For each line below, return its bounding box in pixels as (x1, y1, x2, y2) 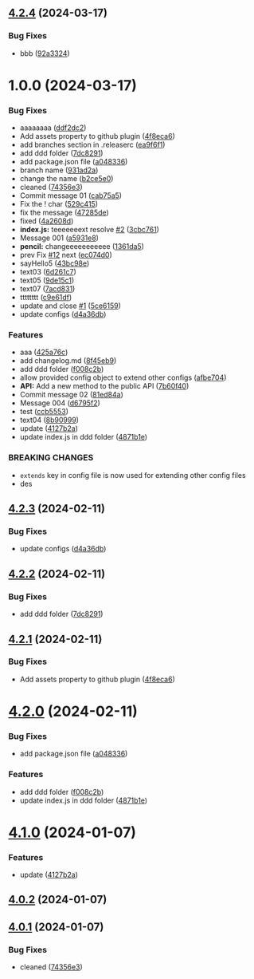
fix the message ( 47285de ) (19, 207, 109, 218)
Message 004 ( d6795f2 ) (19, 398, 101, 408)
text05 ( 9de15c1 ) (19, 275, 75, 286)
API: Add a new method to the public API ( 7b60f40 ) (19, 381, 190, 391)
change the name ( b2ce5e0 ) (19, 174, 114, 184)
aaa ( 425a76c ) (19, 347, 68, 357)
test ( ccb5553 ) (19, 407, 69, 416)
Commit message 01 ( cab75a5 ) (19, 191, 122, 200)
